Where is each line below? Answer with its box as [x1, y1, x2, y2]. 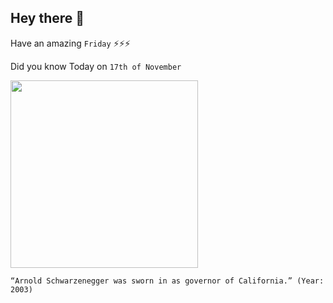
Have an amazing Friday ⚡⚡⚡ [10, 37, 131, 49]
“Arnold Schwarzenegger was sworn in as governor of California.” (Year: [10, 276, 325, 286]
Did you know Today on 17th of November [10, 60, 182, 72]
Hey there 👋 [10, 10, 85, 27]
